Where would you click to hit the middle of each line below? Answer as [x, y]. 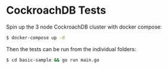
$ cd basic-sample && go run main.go [53, 60]
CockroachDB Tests [56, 10]
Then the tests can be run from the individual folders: [71, 49]
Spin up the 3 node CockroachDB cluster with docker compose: [84, 27]
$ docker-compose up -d [36, 37]
